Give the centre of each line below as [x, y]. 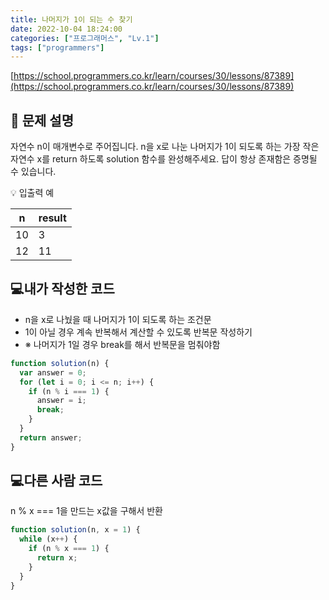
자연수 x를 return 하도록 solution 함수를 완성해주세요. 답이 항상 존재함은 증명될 [164, 159]
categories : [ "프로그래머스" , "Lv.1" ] [85, 38]
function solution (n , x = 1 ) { [75, 530]
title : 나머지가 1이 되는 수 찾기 [71, 19]
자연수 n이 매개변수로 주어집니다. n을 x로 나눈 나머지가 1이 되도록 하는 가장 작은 [165, 147]
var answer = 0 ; [53, 372]
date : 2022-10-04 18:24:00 [66, 29]
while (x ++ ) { [48, 539]
